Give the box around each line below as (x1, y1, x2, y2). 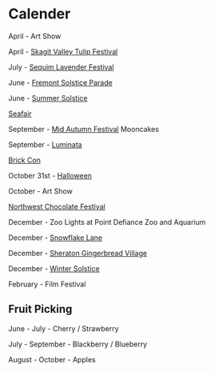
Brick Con (8, 155, 42, 165)
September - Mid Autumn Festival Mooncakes (8, 124, 160, 134)
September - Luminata (8, 139, 82, 149)
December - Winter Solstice (8, 263, 100, 273)
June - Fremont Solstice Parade (8, 78, 113, 87)
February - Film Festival (8, 279, 86, 289)
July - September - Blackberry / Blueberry (8, 339, 148, 349)
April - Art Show (8, 31, 61, 41)
